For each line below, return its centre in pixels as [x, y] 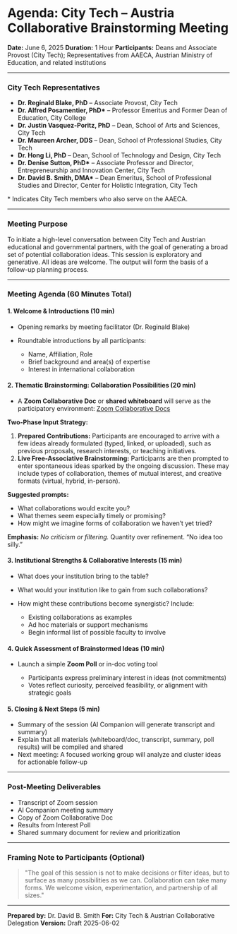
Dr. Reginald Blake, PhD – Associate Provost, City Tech [98, 103]
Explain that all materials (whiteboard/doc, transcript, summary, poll [116, 740]
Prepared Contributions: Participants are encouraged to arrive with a [119, 436]
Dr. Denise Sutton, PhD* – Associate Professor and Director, [105, 163]
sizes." [34, 895]
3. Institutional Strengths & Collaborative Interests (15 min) [95, 561]
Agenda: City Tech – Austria [91, 13]
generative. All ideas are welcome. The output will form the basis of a [108, 262]
